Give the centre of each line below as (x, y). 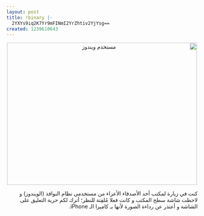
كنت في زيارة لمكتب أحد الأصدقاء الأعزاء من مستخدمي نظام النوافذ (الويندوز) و (108, 194)
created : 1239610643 (32, 29)
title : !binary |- (29, 18)
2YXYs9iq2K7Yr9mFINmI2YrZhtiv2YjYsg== (61, 23)
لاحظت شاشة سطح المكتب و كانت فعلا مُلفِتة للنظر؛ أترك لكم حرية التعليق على (109, 200)
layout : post (23, 12)
